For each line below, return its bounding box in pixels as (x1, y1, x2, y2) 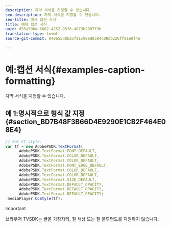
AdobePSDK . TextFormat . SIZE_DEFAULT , (18, 177, 97, 182)
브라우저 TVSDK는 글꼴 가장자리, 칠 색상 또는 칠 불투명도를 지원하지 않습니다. (5, 216, 159, 222)
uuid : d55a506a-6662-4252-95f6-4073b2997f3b (5, 27, 102, 32)
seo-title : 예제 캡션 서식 (5, 17, 56, 22)
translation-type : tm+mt (5, 31, 58, 36)
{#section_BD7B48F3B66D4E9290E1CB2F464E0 (5, 118, 166, 126)
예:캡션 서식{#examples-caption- (5, 64, 145, 76)
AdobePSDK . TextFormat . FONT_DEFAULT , (18, 149, 97, 154)
